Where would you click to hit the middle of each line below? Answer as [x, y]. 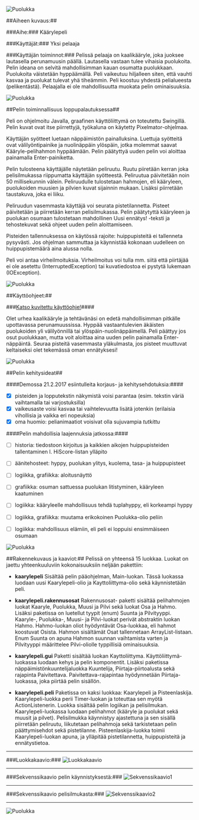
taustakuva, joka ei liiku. [36, 194]
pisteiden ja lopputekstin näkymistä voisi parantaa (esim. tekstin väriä [99, 396]
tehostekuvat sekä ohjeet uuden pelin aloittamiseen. [70, 224]
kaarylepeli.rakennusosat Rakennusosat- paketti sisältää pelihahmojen [102, 600]
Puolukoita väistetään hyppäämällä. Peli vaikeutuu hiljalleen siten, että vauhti [99, 74]
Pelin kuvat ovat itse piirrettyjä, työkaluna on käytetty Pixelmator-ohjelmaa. [97, 127]
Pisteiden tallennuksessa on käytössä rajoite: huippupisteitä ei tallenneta [94, 236]
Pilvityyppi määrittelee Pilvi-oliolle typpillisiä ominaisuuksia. [87, 644]
